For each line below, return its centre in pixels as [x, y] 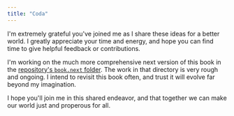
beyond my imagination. [42, 84]
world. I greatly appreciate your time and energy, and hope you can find [111, 41]
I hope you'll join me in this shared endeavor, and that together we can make [117, 98]
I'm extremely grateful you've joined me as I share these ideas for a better [114, 34]
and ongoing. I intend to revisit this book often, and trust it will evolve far [111, 77]
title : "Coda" [28, 14]
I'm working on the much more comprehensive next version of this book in [114, 62]
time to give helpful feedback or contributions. [74, 48]
